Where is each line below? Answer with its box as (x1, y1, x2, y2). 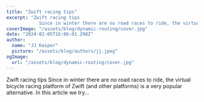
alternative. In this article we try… (6, 89, 90, 96)
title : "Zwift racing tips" (6, 8, 78, 15)
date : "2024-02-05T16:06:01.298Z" (6, 31, 94, 37)
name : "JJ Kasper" (12, 43, 59, 49)
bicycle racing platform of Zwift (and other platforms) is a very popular (6, 82, 183, 89)
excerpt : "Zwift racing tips (6, 14, 80, 21)
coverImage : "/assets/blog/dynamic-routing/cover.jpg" (6, 25, 148, 32)
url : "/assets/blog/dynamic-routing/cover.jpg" (12, 59, 135, 65)
